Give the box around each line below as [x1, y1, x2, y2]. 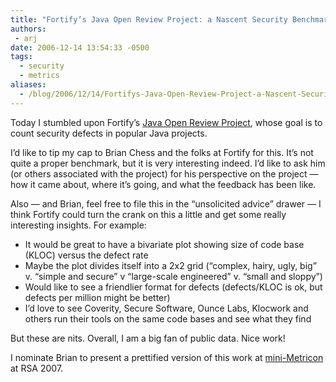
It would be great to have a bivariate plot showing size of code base [24, 238, 305, 250]
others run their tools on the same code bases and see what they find [24, 312, 312, 325]
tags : [10, 52, 33, 62]
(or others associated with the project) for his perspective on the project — [10, 167, 319, 180]
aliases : [10, 80, 47, 90]
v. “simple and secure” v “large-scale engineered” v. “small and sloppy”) [24, 270, 323, 282]
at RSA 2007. [10, 362, 64, 374]
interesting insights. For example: [10, 219, 147, 231]
